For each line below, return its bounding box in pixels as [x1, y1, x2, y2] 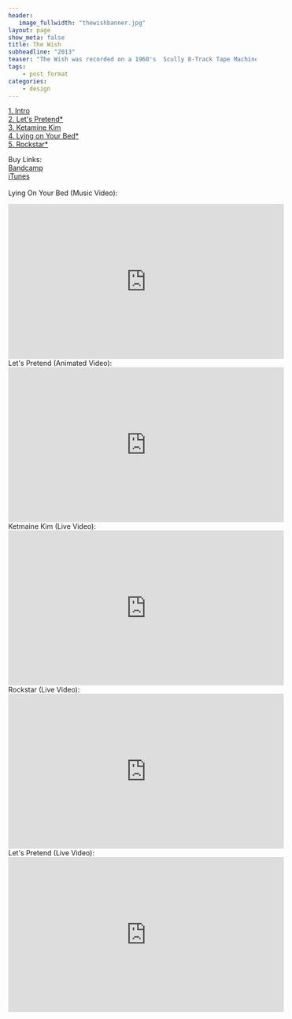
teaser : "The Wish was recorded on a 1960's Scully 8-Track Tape [8, 56, 231, 64]
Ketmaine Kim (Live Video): [8, 522, 96, 531]
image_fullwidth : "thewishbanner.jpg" [18, 19, 146, 27]
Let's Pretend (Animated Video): [8, 359, 113, 368]
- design [22, 84, 51, 93]
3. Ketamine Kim [8, 123, 61, 132]
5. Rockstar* [8, 139, 49, 150]
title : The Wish [8, 41, 61, 49]
